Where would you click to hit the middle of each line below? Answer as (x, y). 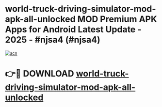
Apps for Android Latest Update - (73, 30)
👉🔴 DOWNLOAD (40, 74)
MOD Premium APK (117, 19)
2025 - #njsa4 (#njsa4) (53, 40)
